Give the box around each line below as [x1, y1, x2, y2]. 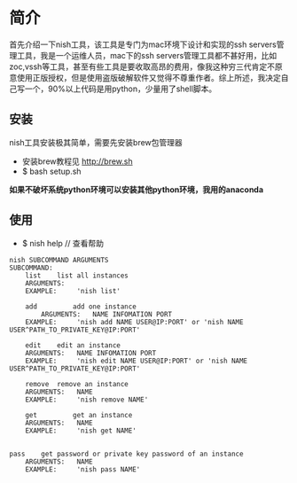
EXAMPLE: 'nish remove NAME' [25, 395, 149, 404]
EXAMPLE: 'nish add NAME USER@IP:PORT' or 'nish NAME [25, 317, 244, 326]
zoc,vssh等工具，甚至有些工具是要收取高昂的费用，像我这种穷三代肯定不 [9, 61, 275, 72]
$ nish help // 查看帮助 [21, 238, 105, 248]
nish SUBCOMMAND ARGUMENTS [9, 255, 109, 264]
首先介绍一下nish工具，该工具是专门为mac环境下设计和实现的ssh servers [9, 39, 277, 50]
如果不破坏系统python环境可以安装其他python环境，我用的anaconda [9, 183, 264, 195]
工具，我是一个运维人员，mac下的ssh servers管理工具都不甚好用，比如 [16, 50, 277, 60]
